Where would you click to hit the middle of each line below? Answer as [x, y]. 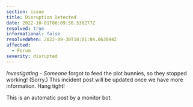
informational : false [33, 34]
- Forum [21, 51]
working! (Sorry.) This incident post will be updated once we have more [95, 80]
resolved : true [25, 28]
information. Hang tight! [35, 86]
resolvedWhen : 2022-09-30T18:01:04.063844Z [62, 39]
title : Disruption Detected [41, 17]
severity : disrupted [32, 56]
